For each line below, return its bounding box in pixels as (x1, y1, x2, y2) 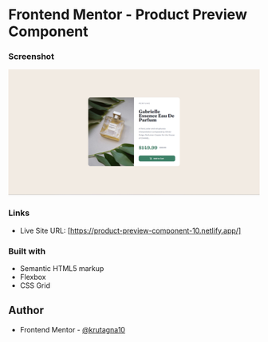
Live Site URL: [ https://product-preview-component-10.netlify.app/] (19, 226, 242, 235)
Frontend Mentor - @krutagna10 (19, 324, 126, 334)
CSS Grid (19, 281, 50, 290)
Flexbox (19, 273, 46, 282)
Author (8, 304, 44, 317)
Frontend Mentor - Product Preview (8, 6, 247, 24)
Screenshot (8, 51, 54, 62)
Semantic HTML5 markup (19, 264, 104, 273)
